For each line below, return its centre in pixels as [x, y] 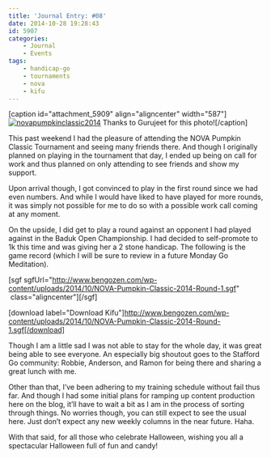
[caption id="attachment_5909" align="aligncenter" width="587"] [118, 114]
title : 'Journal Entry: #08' [57, 16]
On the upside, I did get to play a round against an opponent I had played [130, 230]
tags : [17, 61]
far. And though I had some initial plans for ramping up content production [131, 396]
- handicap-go [47, 69]
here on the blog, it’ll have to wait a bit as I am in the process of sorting [127, 405]
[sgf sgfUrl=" [30, 280]
